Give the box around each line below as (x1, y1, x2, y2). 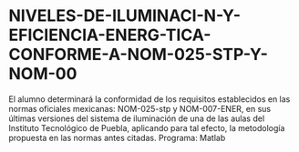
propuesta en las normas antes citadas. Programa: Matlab (8, 132, 226, 143)
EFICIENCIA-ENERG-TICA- (8, 25, 211, 46)
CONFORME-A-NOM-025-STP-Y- (8, 45, 268, 65)
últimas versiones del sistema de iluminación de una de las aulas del (8, 113, 265, 124)
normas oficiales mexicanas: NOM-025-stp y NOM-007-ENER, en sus (8, 103, 271, 114)
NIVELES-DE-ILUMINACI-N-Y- (8, 5, 242, 26)
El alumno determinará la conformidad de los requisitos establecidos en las (8, 93, 291, 105)
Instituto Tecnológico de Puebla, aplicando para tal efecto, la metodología (8, 122, 285, 133)
